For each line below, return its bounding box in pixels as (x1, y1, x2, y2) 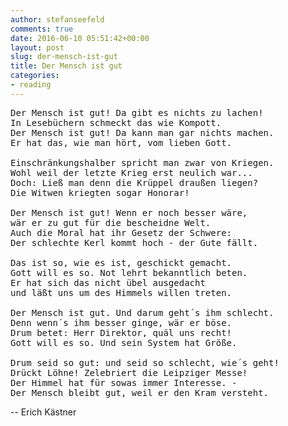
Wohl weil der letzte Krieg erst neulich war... (10, 167, 253, 178)
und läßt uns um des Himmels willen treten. (10, 287, 233, 298)
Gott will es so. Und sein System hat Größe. (10, 337, 238, 348)
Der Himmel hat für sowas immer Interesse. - (10, 377, 238, 388)
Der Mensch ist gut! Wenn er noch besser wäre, (10, 207, 248, 218)
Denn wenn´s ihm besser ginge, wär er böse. (10, 317, 233, 328)
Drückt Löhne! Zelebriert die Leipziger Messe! (10, 367, 248, 378)
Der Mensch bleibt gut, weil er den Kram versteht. (10, 387, 270, 398)
